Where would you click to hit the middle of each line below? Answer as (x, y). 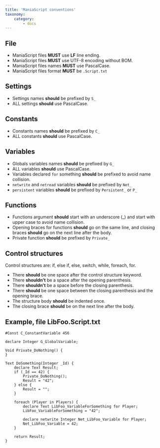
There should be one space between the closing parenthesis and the (82, 291)
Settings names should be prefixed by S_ (54, 98)
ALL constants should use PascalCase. (52, 136)
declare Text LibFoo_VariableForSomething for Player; (80, 406)
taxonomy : (15, 14)
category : (24, 19)
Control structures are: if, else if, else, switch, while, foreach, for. (71, 265)
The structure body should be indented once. (59, 301)
